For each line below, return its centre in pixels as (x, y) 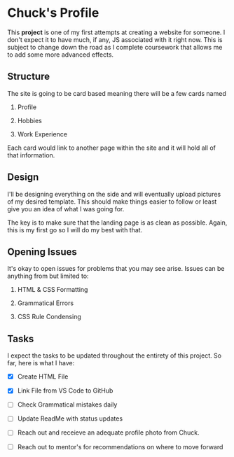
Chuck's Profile (53, 13)
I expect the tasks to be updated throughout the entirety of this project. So (115, 356)
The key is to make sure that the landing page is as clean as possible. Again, (117, 223)
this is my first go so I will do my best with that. (75, 230)
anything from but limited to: (48, 276)
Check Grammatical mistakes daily (67, 405)
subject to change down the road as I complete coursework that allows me (115, 47)
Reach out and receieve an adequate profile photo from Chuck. (108, 433)
